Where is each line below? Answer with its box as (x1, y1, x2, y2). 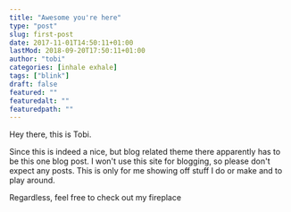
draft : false (9, 80, 58, 89)
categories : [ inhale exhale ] (9, 64, 118, 72)
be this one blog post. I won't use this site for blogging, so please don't (9, 156, 270, 166)
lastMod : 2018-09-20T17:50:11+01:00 (9, 47, 145, 55)
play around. (9, 175, 55, 186)
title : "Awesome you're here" (9, 13, 122, 22)
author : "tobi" (9, 55, 66, 64)
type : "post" (9, 21, 58, 30)
